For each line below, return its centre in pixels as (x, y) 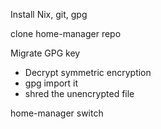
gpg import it (51, 83)
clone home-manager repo (66, 33)
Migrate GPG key (45, 53)
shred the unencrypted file (79, 93)
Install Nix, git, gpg (49, 14)
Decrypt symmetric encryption (88, 72)
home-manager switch (57, 113)
